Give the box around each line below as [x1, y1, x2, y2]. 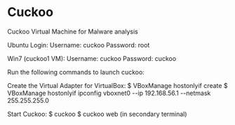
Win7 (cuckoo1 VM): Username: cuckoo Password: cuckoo [7, 54, 177, 63]
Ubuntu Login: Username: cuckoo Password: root [7, 41, 150, 49]
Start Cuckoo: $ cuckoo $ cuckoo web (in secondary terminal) [7, 110, 187, 118]
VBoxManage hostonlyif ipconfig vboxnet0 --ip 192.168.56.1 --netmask [7, 89, 211, 97]
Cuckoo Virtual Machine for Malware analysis [7, 27, 138, 36]
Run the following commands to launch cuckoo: [7, 68, 145, 76]
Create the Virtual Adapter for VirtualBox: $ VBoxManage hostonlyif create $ [7, 81, 228, 89]
